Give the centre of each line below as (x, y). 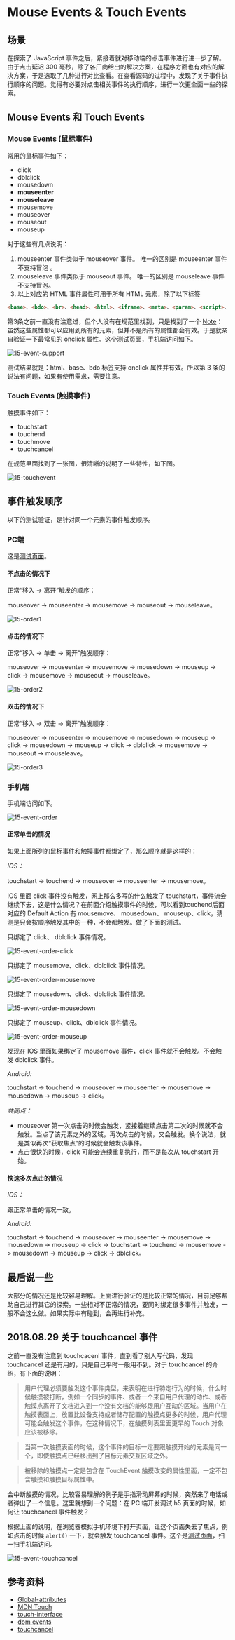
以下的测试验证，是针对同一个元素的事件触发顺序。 (81, 519)
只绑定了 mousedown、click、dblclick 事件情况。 (78, 994)
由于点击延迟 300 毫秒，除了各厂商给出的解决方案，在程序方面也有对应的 (113, 67)
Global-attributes (42, 1599)
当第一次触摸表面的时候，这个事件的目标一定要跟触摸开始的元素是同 (122, 1446)
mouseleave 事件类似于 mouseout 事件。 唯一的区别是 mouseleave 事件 (121, 276)
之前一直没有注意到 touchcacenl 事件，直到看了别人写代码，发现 (100, 1355)
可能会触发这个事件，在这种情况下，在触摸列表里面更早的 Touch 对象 (124, 1423)
